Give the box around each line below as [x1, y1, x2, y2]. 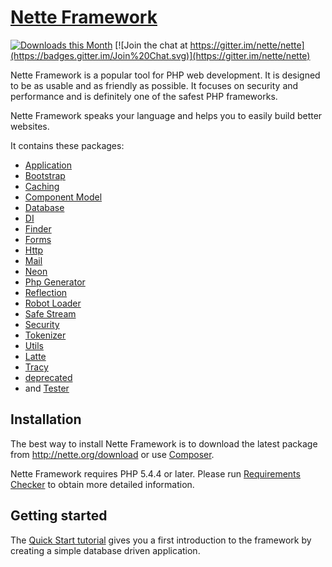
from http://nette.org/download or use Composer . [10, 448, 215, 460]
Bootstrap [24, 169, 66, 181]
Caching [24, 180, 60, 192]
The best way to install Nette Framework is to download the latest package [10, 437, 318, 450]
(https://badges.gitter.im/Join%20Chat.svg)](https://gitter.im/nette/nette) [10, 49, 311, 61]
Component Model [24, 191, 103, 203]
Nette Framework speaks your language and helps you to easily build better [10, 109, 323, 121]
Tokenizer [24, 329, 67, 341]
